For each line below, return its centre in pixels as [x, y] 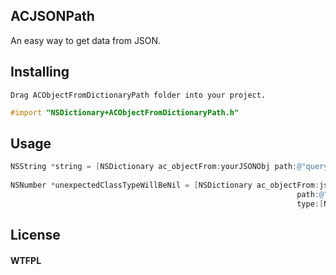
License [35, 235]
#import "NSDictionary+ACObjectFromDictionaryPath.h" [125, 112]
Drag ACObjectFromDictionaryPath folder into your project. [138, 95]
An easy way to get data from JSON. [86, 40]
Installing [40, 72]
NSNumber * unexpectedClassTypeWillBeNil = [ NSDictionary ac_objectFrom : [165, 185]
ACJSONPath [52, 16]
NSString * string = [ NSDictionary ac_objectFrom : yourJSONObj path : [154, 167]
